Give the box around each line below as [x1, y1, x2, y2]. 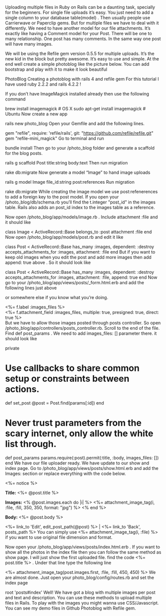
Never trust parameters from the [5, 417, 142, 429]
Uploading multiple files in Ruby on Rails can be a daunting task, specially [5, 4, 155, 10]
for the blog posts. [5, 151, 43, 156]
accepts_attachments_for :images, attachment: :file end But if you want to [5, 249, 156, 255]
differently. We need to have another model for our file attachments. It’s [5, 25, 151, 31]
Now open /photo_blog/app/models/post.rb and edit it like [5, 234, 124, 240]
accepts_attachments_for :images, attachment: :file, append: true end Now [5, 274, 158, 280]
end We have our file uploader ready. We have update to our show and [5, 460, 150, 466]
